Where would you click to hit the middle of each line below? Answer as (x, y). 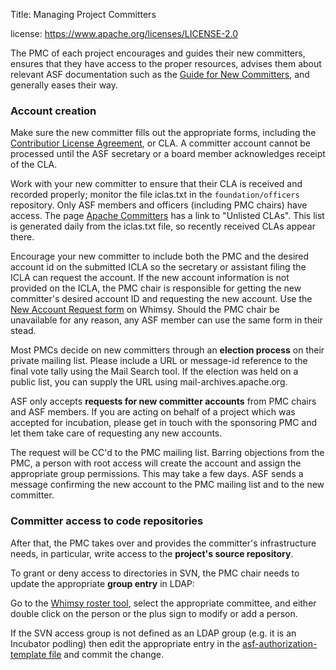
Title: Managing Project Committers (83, 14)
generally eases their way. (64, 85)
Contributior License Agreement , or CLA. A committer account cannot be (160, 143)
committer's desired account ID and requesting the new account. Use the (161, 299)
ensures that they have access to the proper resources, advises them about (166, 63)
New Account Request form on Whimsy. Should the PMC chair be (145, 310)
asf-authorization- (280, 643)
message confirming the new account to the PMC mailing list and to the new (167, 485)
